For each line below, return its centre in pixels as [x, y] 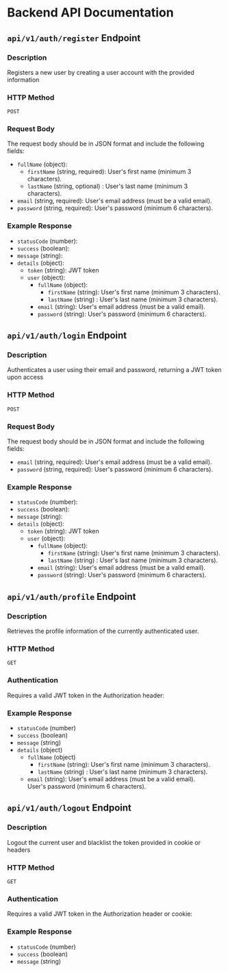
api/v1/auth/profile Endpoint [72, 596]
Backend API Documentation [90, 13]
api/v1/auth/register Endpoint [74, 38]
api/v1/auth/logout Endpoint [69, 808]
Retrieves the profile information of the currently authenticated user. [103, 631]
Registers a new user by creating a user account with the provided [101, 72]
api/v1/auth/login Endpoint [67, 335]
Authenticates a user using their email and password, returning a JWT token [114, 370]
